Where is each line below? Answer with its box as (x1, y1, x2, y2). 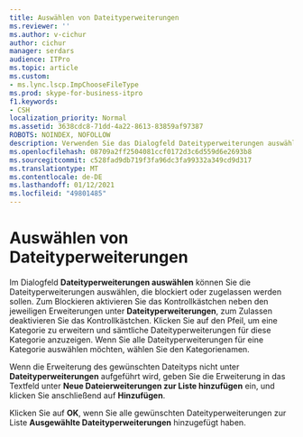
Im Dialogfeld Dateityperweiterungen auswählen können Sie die (9, 277, 251, 287)
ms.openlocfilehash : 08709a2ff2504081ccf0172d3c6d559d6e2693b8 (9, 147, 252, 156)
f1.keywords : (9, 96, 59, 106)
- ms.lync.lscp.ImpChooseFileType (9, 80, 140, 89)
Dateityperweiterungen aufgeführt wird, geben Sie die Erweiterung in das (9, 370, 286, 381)
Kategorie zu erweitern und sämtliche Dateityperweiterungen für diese (9, 324, 271, 335)
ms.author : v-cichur (9, 30, 87, 39)
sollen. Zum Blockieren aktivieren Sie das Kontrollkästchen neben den (9, 296, 269, 306)
